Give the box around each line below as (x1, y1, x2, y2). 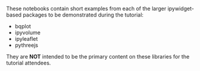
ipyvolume (14, 29, 41, 36)
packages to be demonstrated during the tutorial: (23, 11, 144, 18)
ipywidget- (167, 5, 194, 12)
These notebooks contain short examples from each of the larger (6, 5, 167, 12)
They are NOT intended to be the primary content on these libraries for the (6, 53, 190, 60)
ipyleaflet (14, 35, 38, 42)
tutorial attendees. (6, 59, 51, 66)
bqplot (14, 23, 31, 30)
